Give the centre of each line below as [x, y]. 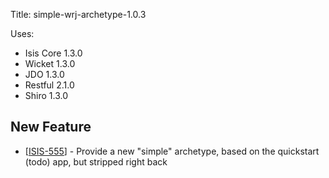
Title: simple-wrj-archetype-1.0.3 [78, 14]
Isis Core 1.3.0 [53, 53]
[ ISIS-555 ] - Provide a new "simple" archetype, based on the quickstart [172, 151]
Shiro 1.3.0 [46, 95]
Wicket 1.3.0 [50, 63]
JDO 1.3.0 [44, 74]
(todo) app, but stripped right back [96, 161]
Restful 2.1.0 [49, 85]
